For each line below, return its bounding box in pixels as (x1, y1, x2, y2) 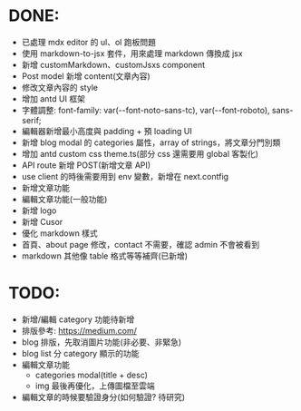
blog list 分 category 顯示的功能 (21, 347, 140, 358)
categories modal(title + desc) (34, 369, 149, 380)
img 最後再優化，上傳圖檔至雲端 (34, 380, 155, 391)
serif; (21, 114, 42, 125)
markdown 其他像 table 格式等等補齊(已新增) (21, 250, 188, 261)
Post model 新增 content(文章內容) (21, 70, 150, 82)
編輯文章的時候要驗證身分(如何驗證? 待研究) (21, 391, 186, 402)
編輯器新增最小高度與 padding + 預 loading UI (21, 125, 192, 136)
